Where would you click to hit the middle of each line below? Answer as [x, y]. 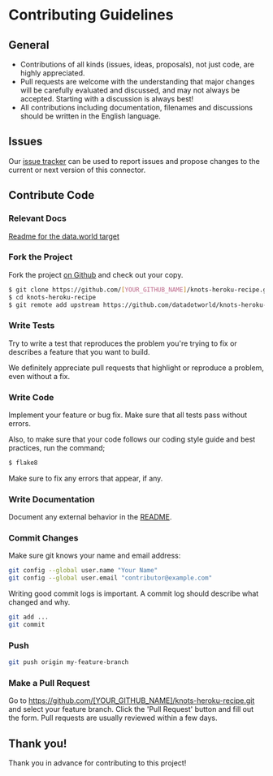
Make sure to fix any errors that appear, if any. [86, 478]
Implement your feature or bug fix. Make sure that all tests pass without [128, 415]
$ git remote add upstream [54, 305]
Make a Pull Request [50, 683]
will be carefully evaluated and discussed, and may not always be [130, 90]
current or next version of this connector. [77, 170]
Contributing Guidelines [91, 15]
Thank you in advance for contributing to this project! [97, 763]
